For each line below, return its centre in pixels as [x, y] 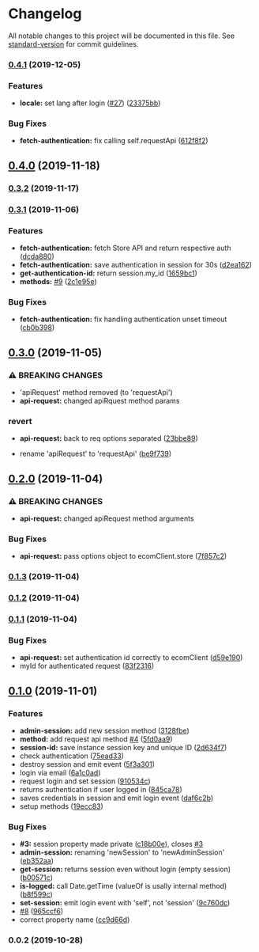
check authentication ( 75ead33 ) [72, 756]
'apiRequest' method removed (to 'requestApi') [96, 392]
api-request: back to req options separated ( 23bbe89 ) [109, 438]
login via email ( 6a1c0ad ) [60, 773]
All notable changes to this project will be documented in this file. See [122, 36]
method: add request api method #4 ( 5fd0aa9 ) [96, 739]
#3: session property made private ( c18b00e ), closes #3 [111, 844]
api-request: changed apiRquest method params [99, 400]
